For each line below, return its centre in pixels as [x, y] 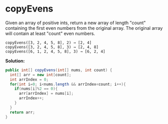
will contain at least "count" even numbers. [50, 33]
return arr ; [23, 112]
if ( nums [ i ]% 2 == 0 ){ [36, 89]
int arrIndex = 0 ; [29, 79]
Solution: [15, 60]
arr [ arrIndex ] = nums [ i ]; [46, 94]
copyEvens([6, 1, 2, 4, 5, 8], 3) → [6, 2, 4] [55, 51]
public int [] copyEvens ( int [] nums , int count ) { [59, 70]
